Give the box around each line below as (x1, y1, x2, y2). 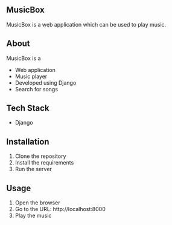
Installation (6, 136, 49, 147)
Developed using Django (14, 79, 77, 86)
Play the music (14, 212, 52, 220)
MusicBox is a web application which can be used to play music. (6, 21, 167, 28)
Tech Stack (6, 103, 49, 114)
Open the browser (14, 199, 60, 206)
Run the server (14, 166, 53, 173)
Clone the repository (14, 152, 66, 160)
